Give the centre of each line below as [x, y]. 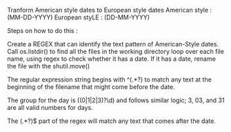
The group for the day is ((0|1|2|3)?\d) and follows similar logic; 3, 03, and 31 [116, 100]
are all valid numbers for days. [50, 107]
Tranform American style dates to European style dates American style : [110, 10]
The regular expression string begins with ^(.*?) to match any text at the [109, 79]
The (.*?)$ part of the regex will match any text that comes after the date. [111, 121]
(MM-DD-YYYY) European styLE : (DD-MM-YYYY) [79, 17]
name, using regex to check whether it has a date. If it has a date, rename [111, 59]
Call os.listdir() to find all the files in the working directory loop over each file [115, 51]
